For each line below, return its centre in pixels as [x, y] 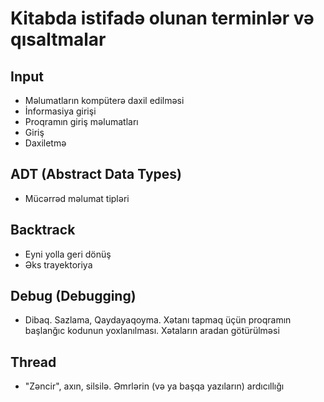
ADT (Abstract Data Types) [96, 174]
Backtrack [43, 230]
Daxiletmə [45, 143]
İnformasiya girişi [60, 111]
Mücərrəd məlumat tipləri [77, 198]
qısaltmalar [58, 39]
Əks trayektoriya [58, 264]
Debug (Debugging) [73, 296]
